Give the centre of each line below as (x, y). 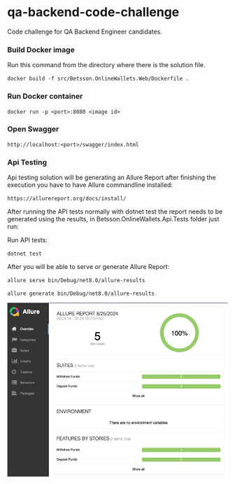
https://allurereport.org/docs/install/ (67, 199)
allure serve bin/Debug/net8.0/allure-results (76, 281)
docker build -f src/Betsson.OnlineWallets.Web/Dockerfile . (98, 79)
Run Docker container (45, 97)
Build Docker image (41, 50)
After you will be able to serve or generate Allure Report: (88, 267)
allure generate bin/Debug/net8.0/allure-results (81, 294)
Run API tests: (27, 240)
